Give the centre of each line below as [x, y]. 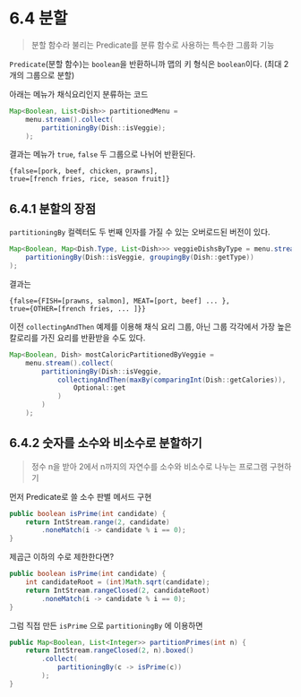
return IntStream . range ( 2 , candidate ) [98, 522]
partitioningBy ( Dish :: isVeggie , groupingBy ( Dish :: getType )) [140, 258]
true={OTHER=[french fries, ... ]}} [77, 309]
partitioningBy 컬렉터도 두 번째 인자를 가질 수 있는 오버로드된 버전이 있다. [140, 232]
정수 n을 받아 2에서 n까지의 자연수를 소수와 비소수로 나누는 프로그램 [149, 466]
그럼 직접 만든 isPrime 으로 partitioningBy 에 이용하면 [106, 625]
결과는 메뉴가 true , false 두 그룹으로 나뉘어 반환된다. [102, 154]
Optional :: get [99, 388]
